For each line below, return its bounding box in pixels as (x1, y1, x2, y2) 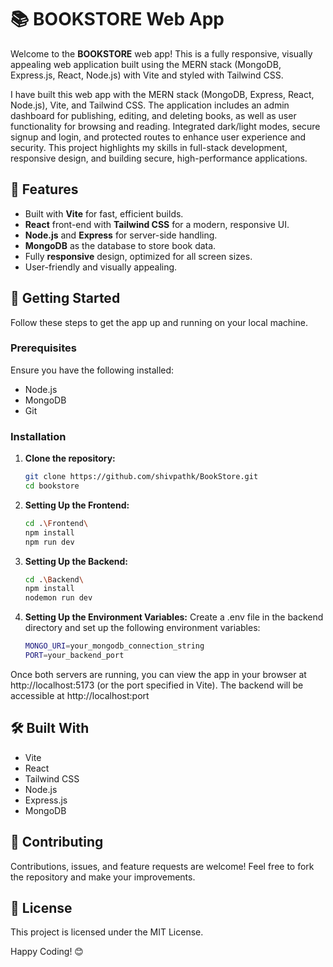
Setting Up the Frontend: (24, 499, 130, 511)
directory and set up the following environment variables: (24, 622, 261, 634)
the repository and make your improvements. (10, 871, 196, 883)
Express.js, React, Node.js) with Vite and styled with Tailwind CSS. (10, 69, 284, 81)
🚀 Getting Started (10, 290, 121, 307)
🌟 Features (10, 181, 79, 198)
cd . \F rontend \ (24, 518, 89, 528)
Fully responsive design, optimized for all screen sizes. (24, 250, 253, 262)
